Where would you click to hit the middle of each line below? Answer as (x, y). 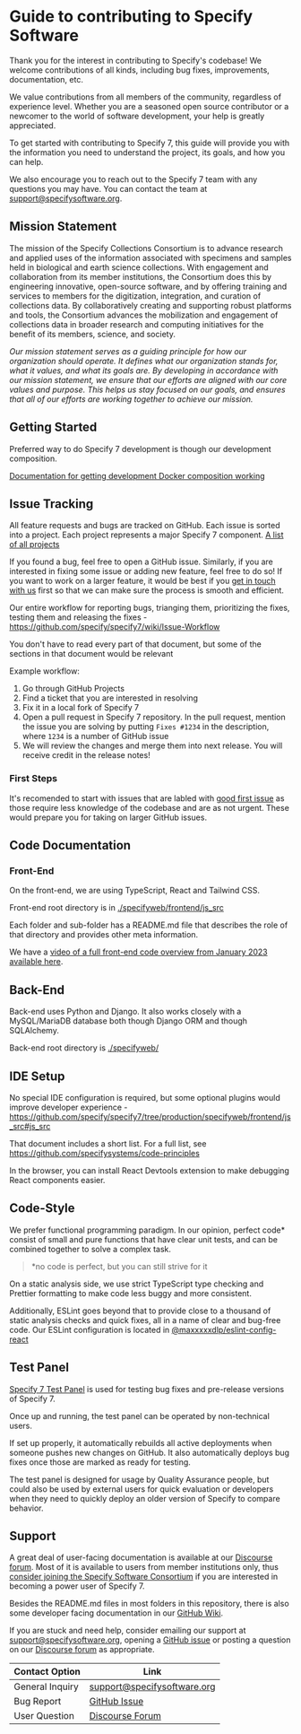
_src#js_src (30, 1126)
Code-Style (42, 1208)
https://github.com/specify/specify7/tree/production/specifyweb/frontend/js (150, 1116)
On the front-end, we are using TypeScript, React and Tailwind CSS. (134, 891)
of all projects (34, 545)
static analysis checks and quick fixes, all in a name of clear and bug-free (145, 1320)
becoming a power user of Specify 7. (77, 1586)
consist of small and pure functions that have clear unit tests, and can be (143, 1239)
